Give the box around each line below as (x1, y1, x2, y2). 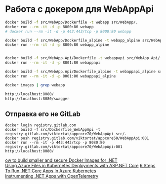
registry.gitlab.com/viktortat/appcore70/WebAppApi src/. (5, 132, 127, 137)
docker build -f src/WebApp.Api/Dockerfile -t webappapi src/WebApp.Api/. (5, 56, 163, 61)
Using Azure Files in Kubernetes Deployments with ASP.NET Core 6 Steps (5, 163, 156, 169)
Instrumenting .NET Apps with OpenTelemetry (5, 173, 99, 179)
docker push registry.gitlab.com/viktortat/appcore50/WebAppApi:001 (5, 136, 149, 141)
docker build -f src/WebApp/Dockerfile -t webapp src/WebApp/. (5, 20, 138, 25)
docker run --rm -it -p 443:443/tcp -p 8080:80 (5, 140, 105, 145)
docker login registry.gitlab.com (5, 123, 77, 128)
